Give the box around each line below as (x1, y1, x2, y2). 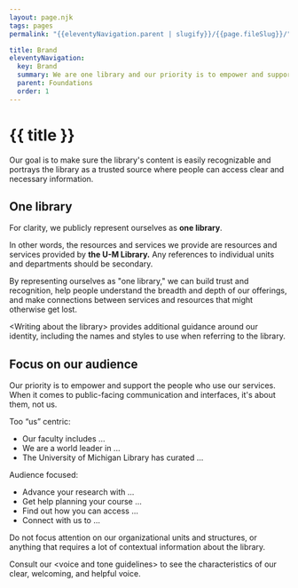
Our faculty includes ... (21, 433, 106, 444)
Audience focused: (9, 470, 79, 481)
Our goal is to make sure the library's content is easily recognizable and (9, 155, 271, 165)
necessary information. (9, 173, 94, 184)
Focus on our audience (9, 356, 138, 371)
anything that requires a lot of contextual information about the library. (9, 542, 266, 552)
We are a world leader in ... (21, 443, 121, 454)
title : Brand (9, 45, 58, 54)
